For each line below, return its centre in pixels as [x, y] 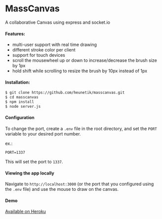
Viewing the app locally [30, 173]
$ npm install [20, 102]
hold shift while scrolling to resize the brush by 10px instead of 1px [80, 71]
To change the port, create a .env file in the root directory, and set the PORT [81, 129]
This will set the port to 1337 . [34, 162]
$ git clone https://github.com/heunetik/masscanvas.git [65, 93]
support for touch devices [39, 55]
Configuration [20, 118]
